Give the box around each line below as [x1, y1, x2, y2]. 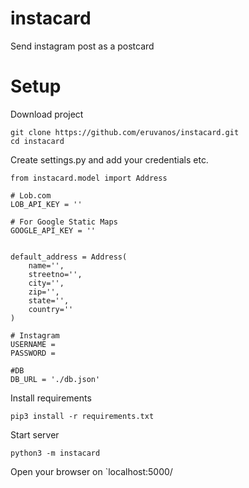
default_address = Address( [10, 252, 128, 262]
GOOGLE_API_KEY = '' [10, 225, 97, 236]
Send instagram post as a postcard [10, 40, 155, 52]
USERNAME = [10, 339, 56, 349]
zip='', [28, 287, 60, 297]
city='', [28, 278, 65, 288]
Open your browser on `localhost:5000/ [10, 465, 173, 477]
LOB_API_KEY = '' [10, 199, 83, 209]
